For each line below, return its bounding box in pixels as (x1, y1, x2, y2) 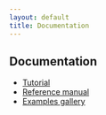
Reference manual (21, 87, 90, 97)
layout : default (9, 12, 69, 22)
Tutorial (21, 77, 51, 88)
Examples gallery (21, 96, 86, 107)
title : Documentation (9, 21, 90, 30)
